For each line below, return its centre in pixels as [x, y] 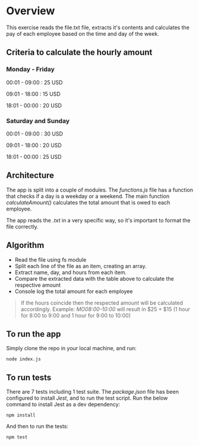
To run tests [29, 377]
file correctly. [22, 227]
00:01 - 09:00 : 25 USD [34, 82]
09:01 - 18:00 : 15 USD [33, 94]
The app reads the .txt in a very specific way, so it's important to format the [99, 220]
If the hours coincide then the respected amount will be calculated [102, 303]
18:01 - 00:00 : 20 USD [34, 105]
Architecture [30, 176]
